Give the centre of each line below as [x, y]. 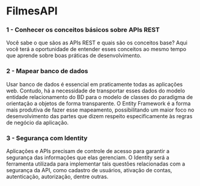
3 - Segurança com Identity [47, 138]
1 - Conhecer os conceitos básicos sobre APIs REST [83, 30]
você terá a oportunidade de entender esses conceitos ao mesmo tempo [96, 49]
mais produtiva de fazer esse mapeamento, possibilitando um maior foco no [100, 110]
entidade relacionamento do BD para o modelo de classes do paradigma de [100, 97]
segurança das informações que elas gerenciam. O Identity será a [88, 158]
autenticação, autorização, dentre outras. [57, 177]
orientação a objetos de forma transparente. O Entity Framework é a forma [98, 103]
